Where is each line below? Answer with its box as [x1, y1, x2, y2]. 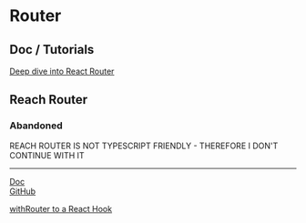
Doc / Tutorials [9, 42, 95, 57]
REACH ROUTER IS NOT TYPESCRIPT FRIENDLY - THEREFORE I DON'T [9, 140, 279, 151]
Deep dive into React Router [9, 66, 115, 76]
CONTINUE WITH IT [9, 149, 85, 160]
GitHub [9, 186, 36, 197]
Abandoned [9, 119, 63, 132]
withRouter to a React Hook [9, 203, 112, 214]
